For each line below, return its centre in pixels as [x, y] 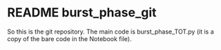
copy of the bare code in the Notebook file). [69, 38]
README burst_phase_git [82, 13]
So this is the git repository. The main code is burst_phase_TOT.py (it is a [110, 32]
